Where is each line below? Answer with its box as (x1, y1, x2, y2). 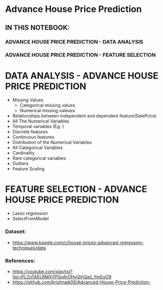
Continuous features (12, 134, 55, 140)
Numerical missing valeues (19, 108, 76, 114)
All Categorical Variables (12, 145, 63, 150)
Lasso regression (12, 210, 48, 216)
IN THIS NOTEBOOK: (5, 23, 70, 32)
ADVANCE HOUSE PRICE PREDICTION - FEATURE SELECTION (5, 51, 156, 58)
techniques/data (12, 245, 46, 251)
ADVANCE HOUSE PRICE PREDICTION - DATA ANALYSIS (5, 38, 143, 45)
